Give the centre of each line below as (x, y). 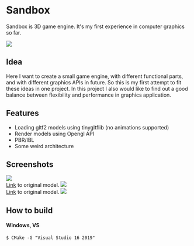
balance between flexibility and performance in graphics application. (89, 95)
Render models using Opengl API (54, 134)
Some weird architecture (44, 146)
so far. (14, 32)
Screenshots (30, 164)
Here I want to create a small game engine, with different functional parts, (95, 76)
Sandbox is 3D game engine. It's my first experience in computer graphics (96, 26)
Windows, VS (23, 225)
